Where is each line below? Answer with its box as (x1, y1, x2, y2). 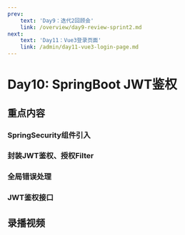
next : (7, 30, 24, 38)
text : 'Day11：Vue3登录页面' (20, 37, 101, 44)
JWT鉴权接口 (7, 193, 54, 203)
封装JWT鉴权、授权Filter (7, 151, 94, 161)
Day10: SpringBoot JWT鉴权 (7, 76, 177, 93)
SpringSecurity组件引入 (7, 130, 91, 140)
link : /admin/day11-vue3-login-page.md (20, 43, 139, 51)
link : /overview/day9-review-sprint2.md (20, 23, 142, 31)
